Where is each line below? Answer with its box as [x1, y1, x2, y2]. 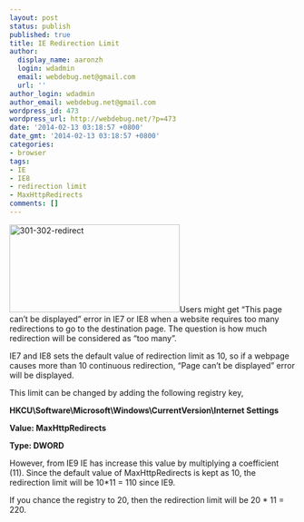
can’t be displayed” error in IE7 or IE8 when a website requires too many [9, 313, 279, 324]
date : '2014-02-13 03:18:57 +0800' [9, 123, 144, 133]
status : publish [9, 22, 71, 31]
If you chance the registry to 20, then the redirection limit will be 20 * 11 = [9, 494, 284, 505]
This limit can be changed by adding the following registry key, [9, 387, 244, 398]
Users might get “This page [180, 303, 283, 314]
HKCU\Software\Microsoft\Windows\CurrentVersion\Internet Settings [9, 405, 279, 416]
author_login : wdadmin [9, 89, 95, 98]
